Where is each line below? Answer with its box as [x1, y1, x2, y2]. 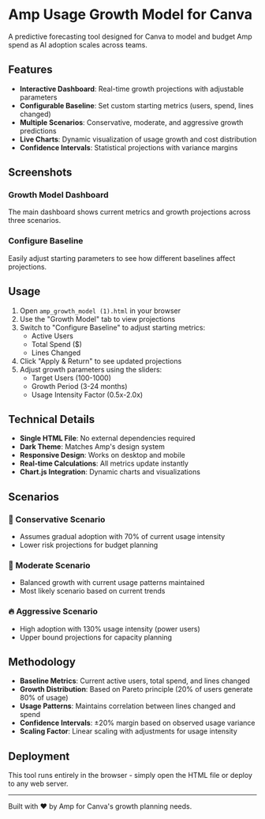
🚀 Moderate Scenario [8, 560, 91, 571]
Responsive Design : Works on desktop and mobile [19, 451, 185, 460]
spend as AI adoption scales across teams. [8, 40, 147, 49]
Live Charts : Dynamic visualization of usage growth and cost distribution [19, 134, 257, 144]
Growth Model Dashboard [8, 190, 109, 201]
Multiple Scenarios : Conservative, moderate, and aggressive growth [19, 117, 244, 127]
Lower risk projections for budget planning [19, 540, 159, 550]
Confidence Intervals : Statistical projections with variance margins [19, 142, 238, 152]
